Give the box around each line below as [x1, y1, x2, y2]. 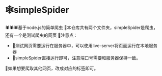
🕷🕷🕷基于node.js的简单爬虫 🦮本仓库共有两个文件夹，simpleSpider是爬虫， [5, 25, 158, 30]
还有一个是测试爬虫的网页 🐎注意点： [5, 32, 79, 38]
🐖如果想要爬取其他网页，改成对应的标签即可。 [5, 65, 99, 71]
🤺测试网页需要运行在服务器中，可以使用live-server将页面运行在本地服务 [12, 43, 158, 49]
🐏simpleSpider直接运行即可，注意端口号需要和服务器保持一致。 [12, 55, 141, 61]
